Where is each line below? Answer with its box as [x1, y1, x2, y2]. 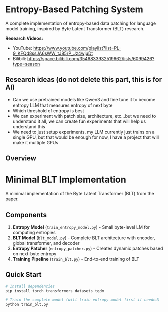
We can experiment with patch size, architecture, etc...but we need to [12, 113, 156, 119]
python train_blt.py [5, 302, 49, 307]
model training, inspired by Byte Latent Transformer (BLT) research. [5, 25, 145, 31]
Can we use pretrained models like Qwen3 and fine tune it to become [12, 96, 156, 102]
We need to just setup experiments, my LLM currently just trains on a [12, 129, 155, 135]
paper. [5, 196, 19, 202]
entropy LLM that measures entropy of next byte [12, 102, 113, 108]
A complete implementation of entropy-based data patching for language [5, 20, 156, 26]
